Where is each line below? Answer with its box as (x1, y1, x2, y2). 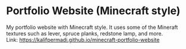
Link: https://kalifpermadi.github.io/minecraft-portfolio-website (6, 36, 160, 43)
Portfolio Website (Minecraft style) (6, 4, 181, 18)
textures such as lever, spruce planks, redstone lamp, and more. (6, 30, 163, 37)
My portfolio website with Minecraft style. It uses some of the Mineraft (6, 24, 178, 31)
